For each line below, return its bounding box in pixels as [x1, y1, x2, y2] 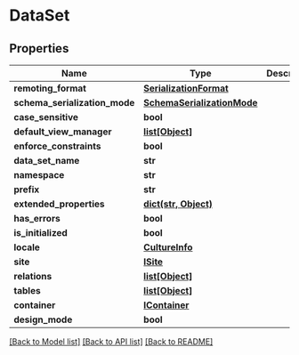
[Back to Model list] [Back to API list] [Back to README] [9, 336, 214, 347]
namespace [13, 169, 65, 181]
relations [13, 270, 53, 282]
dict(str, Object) [143, 198, 214, 210]
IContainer [143, 299, 190, 311]
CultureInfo [143, 241, 193, 254]
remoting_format [13, 82, 87, 94]
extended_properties [13, 198, 105, 210]
